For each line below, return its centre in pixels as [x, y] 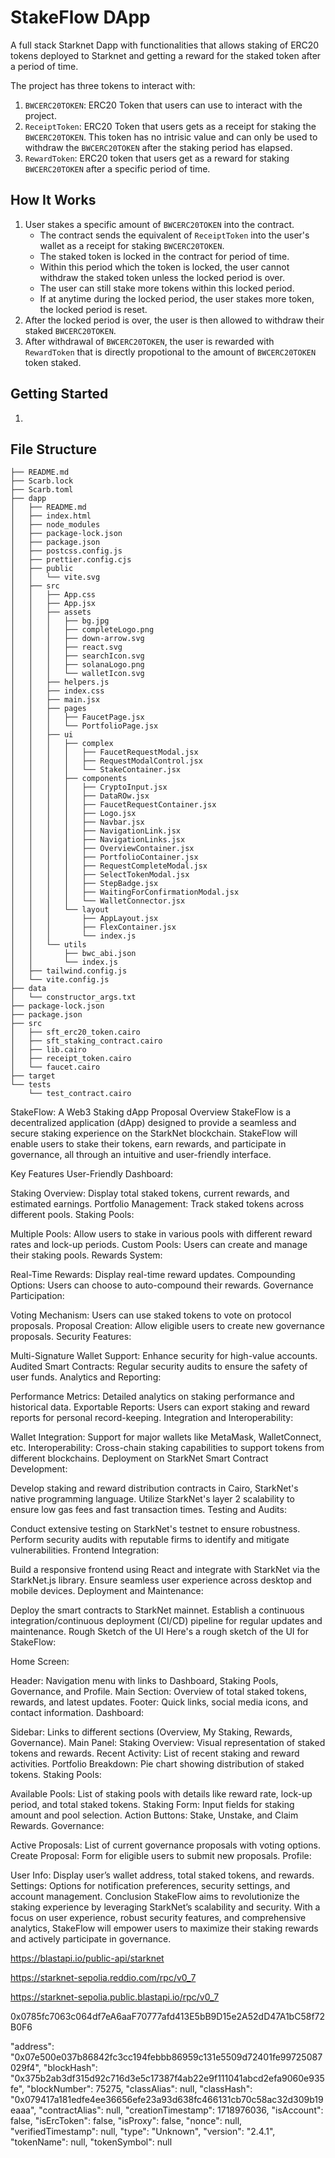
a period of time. [44, 66]
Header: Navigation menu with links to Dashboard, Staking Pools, [144, 1681]
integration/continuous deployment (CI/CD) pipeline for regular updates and [166, 1621]
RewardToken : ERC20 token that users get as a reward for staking [157, 158]
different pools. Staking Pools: [72, 1215]
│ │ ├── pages [48, 709]
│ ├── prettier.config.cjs [71, 560]
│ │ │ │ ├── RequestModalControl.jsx [106, 761]
